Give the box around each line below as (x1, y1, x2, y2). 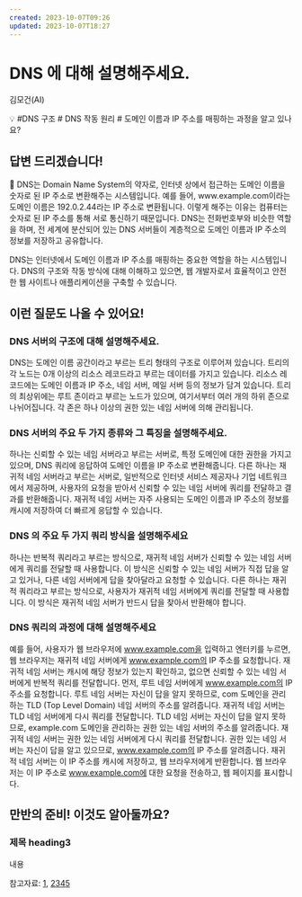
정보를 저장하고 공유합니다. (9, 235, 103, 246)
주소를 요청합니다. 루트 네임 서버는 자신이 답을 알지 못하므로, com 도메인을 (9, 688, 270, 699)
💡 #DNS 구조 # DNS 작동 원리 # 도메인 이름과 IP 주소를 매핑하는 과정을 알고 (9, 113, 276, 124)
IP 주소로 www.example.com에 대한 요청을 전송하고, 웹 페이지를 (35, 767, 262, 777)
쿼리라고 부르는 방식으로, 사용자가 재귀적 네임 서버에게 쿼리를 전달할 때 (18, 585, 266, 596)
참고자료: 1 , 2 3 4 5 (9, 877, 70, 888)
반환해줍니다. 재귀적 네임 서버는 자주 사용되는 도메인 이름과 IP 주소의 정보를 (25, 493, 289, 504)
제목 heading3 (9, 837, 72, 849)
